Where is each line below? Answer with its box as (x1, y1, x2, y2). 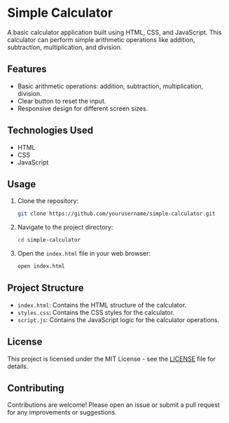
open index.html (17, 263, 65, 270)
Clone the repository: (17, 197, 79, 205)
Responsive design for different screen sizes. (17, 104, 148, 113)
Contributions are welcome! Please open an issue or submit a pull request (7, 401, 221, 409)
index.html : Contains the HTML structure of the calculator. (17, 300, 187, 309)
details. (7, 362, 29, 370)
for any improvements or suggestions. (7, 408, 117, 417)
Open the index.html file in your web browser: (17, 249, 151, 258)
